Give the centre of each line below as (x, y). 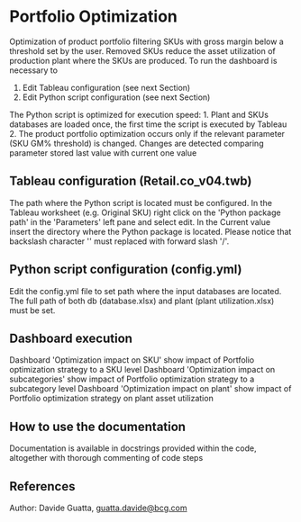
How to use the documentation (98, 426)
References (42, 486)
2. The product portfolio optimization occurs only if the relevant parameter (147, 133)
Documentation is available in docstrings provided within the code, (133, 448)
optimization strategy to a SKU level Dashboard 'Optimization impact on (142, 370)
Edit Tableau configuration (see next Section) (106, 87)
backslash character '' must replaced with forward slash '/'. (119, 241)
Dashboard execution (71, 338)
